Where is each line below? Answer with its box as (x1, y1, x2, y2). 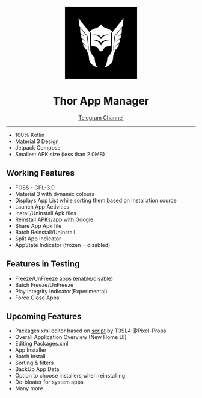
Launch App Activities (14, 203, 70, 210)
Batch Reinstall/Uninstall (14, 228, 75, 236)
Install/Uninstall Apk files (14, 209, 76, 216)
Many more (14, 385, 44, 392)
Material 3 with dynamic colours (14, 190, 95, 197)
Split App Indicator (14, 235, 61, 242)
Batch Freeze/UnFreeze (14, 281, 74, 289)
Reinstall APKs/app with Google (14, 216, 94, 223)
